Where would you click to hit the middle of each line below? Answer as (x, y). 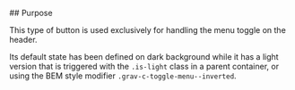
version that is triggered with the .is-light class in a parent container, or (144, 66)
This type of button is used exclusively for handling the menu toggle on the (148, 30)
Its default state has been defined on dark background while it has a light (144, 57)
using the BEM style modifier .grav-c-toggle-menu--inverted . (123, 76)
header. (23, 40)
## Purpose (31, 13)
